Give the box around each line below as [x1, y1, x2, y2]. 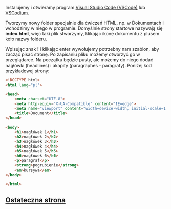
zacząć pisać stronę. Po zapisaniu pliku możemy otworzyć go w [5, 51, 140, 57]
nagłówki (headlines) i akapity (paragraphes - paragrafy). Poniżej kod [5, 62, 152, 68]
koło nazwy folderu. [5, 36, 47, 42]
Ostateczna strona [5, 196, 66, 204]
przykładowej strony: [5, 68, 50, 74]
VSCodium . [5, 10, 29, 16]
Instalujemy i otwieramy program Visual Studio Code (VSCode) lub [5, 5, 146, 10]
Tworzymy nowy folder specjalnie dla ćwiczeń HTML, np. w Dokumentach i [5, 20, 164, 26]
